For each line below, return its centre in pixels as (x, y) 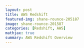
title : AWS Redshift (27, 14)
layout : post (19, 10)
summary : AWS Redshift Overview (39, 38)
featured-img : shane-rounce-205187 (42, 19)
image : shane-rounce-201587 (34, 24)
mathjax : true (20, 33)
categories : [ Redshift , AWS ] (35, 28)
